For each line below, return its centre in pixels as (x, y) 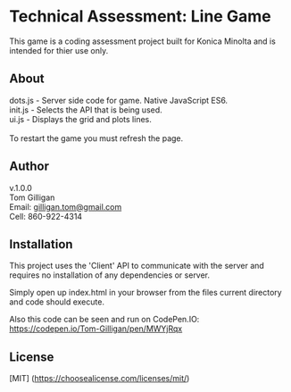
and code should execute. (57, 302)
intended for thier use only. (59, 50)
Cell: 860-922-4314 (46, 216)
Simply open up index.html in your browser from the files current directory (146, 293)
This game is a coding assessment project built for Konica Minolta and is (143, 41)
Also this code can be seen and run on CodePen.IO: (104, 320)
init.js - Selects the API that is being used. (86, 110)
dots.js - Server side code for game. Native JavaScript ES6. (119, 100)
